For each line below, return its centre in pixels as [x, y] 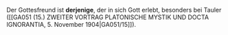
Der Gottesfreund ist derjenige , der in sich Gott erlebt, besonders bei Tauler [114, 10]
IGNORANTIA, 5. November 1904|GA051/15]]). [71, 24]
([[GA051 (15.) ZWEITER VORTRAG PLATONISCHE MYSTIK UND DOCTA [108, 17]
